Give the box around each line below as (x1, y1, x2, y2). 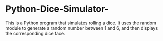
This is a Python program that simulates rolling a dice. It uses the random (5, 20, 157, 26)
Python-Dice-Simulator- (5, 3, 109, 15)
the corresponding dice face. (5, 30, 65, 36)
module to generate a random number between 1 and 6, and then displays (5, 25, 158, 31)
